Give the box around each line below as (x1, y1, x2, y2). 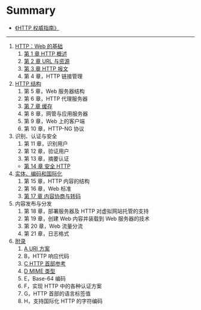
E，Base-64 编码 (23, 275, 66, 282)
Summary (6, 4, 56, 17)
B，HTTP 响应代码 (23, 252, 70, 260)
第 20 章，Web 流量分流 (23, 222, 83, 230)
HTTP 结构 (14, 80, 42, 87)
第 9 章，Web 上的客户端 (23, 118, 85, 125)
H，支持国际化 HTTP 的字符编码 (23, 297, 103, 305)
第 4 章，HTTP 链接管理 (23, 73, 83, 80)
